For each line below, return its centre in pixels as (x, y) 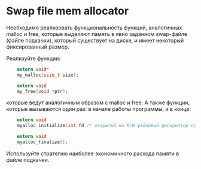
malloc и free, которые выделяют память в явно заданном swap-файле (97, 34)
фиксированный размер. (38, 47)
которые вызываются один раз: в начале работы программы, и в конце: (99, 109)
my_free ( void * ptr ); (42, 91)
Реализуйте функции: (33, 58)
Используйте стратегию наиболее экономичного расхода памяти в (93, 153)
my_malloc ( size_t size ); (48, 75)
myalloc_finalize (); (42, 142)
